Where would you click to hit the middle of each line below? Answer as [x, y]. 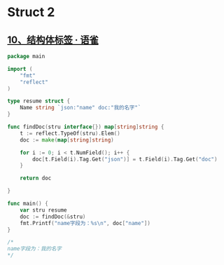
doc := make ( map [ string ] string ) [67, 140]
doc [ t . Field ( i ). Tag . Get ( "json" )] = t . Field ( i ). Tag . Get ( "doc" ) [125, 159]
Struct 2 [31, 12]
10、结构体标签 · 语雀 [53, 40]
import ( [20, 69]
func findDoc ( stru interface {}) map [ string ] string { [86, 127]
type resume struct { [39, 101]
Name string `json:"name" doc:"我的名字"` [80, 108]
